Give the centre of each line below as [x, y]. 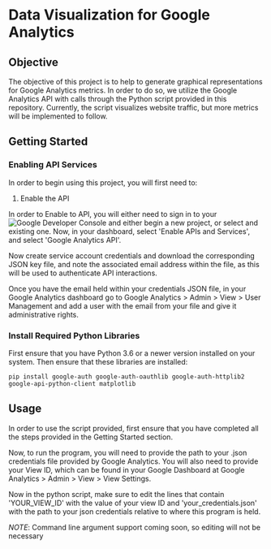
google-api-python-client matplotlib [72, 383]
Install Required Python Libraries [74, 335]
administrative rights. [44, 314]
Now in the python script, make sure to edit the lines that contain [116, 494]
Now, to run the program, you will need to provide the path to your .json [128, 452]
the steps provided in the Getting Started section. [90, 437]
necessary [26, 536]
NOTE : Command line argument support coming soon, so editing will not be [135, 527]
